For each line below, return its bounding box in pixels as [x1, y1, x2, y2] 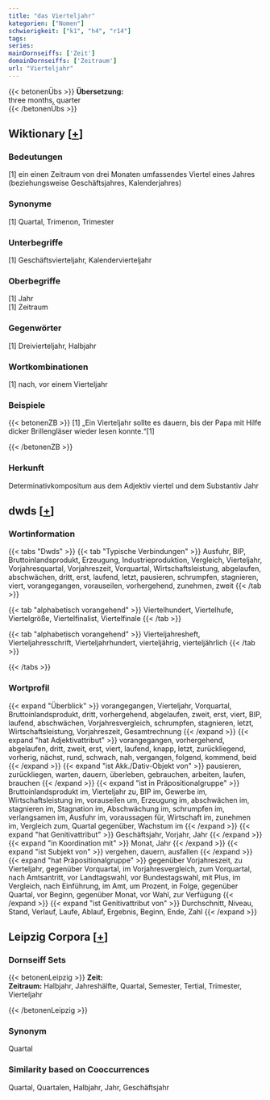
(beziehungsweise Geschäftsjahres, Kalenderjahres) [8, 178, 182, 188]
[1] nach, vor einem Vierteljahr [8, 379, 109, 388]
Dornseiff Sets [8, 954, 66, 965]
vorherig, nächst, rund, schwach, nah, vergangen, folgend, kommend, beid [8, 752, 257, 762]
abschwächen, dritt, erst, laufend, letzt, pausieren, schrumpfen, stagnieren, [8, 573, 259, 582]
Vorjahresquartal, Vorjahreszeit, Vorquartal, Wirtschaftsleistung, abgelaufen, [8, 564, 262, 573]
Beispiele [8, 399, 46, 410]
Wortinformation [8, 528, 75, 540]
